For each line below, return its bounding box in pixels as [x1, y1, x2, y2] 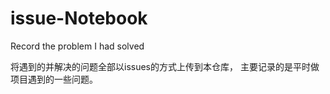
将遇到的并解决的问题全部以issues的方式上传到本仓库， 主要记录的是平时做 [10, 60, 320, 72]
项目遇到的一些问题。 [10, 73, 98, 85]
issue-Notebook [10, 7, 148, 30]
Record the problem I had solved [10, 40, 145, 52]
